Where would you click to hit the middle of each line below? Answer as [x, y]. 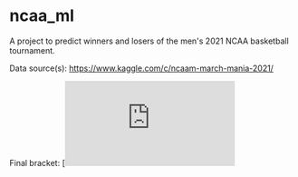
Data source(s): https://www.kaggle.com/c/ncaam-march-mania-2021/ [142, 68]
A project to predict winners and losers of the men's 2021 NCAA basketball [149, 41]
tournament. [33, 50]
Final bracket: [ [38, 162]
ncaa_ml [42, 16]
